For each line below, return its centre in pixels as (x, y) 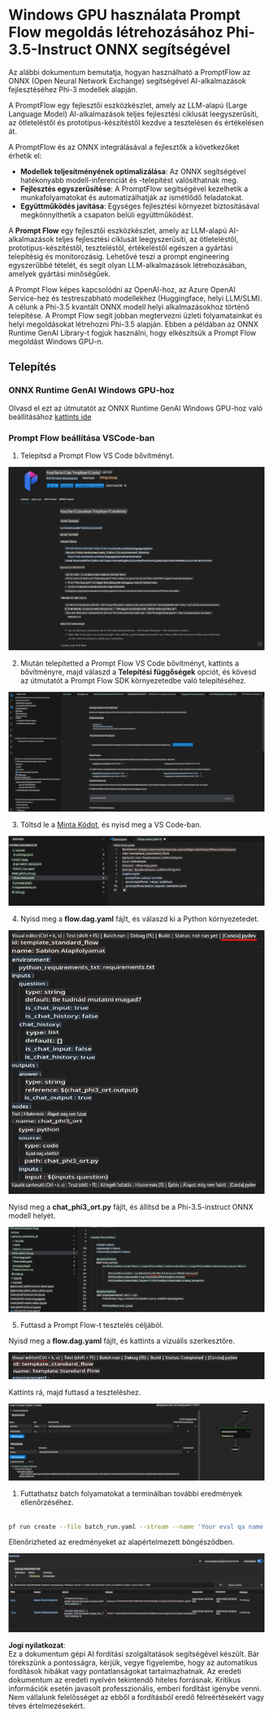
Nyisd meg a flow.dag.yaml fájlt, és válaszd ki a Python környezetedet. (140, 919)
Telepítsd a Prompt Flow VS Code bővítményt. (97, 455)
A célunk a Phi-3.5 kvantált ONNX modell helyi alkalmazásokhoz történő (129, 306)
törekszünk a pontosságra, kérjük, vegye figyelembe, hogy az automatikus (133, 1662)
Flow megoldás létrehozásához (116, 32)
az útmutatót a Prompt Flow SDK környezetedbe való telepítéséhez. (133, 680)
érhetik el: (25, 156)
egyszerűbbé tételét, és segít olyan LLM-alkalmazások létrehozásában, (128, 265)
